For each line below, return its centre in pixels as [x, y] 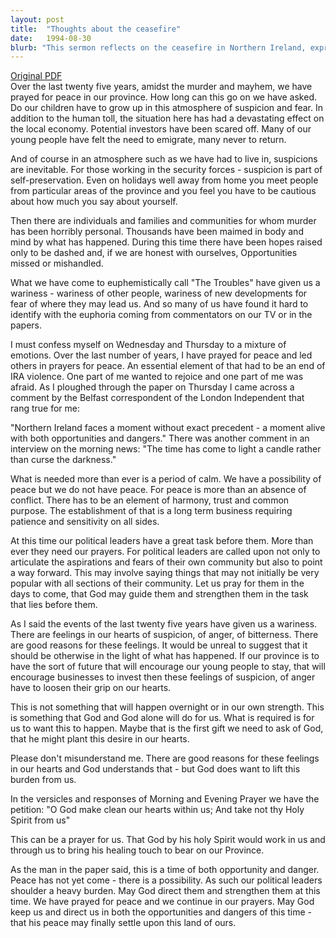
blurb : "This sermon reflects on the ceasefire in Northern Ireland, [158, 47]
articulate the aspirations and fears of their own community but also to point [166, 562]
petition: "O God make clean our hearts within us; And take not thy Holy [157, 810]
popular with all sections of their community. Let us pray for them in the [157, 583]
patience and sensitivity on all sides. [85, 522]
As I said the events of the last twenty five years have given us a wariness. [164, 624]
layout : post [37, 19]
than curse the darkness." [63, 460]
